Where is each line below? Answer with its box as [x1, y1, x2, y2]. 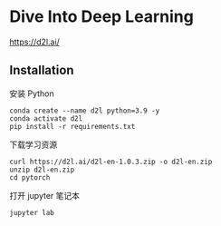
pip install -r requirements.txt [9, 122, 136, 131]
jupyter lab [9, 208, 54, 217]
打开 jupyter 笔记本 [9, 190, 80, 201]
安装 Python [9, 88, 54, 99]
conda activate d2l [9, 113, 83, 123]
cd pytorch [9, 172, 51, 182]
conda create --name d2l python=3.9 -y [9, 106, 160, 115]
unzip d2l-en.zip [9, 165, 75, 174]
